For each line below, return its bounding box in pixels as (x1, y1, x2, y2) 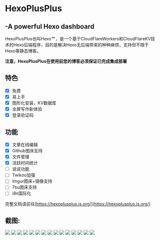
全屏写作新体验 (12, 106, 42, 112)
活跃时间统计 (12, 160, 38, 166)
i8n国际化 (12, 190, 32, 196)
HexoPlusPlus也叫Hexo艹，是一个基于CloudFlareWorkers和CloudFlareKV (5, 36, 151, 41)
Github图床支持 (12, 148, 43, 153)
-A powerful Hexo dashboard (5, 22, 95, 31)
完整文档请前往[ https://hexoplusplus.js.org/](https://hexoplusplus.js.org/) (5, 201, 151, 207)
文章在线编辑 (12, 142, 38, 148)
